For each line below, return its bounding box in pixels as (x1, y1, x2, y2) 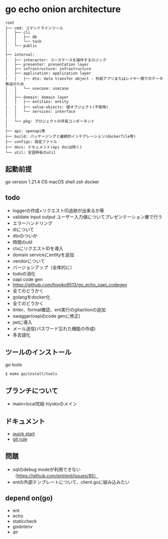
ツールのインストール (5, 348, 72, 357)
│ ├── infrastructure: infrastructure (5, 66, 92, 71)
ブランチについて (5, 386, 59, 395)
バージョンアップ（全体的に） (12, 264, 75, 270)
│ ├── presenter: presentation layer (5, 62, 89, 67)
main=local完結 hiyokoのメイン (12, 401, 77, 407)
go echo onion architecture (5, 4, 121, 15)
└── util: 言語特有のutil (5, 150, 56, 155)
